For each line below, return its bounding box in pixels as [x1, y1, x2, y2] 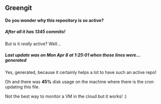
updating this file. [5, 84, 40, 89]
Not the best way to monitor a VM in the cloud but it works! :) [5, 93, 127, 99]
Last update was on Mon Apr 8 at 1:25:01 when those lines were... [5, 52, 141, 58]
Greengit [5, 4, 32, 12]
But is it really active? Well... [5, 41, 61, 47]
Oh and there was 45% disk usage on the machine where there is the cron [5, 79, 154, 85]
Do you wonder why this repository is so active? [5, 17, 104, 23]
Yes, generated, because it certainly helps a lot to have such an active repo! [5, 69, 157, 75]
